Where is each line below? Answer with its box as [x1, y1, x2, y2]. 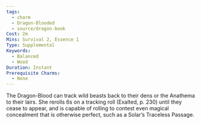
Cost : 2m [6, 31, 28, 37]
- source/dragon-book [11, 25, 66, 32]
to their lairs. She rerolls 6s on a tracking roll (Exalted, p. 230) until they [6, 98, 182, 105]
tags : [6, 8, 20, 15]
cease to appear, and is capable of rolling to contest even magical [6, 105, 169, 112]
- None [11, 75, 28, 81]
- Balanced [11, 53, 39, 59]
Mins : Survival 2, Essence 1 [6, 37, 79, 43]
